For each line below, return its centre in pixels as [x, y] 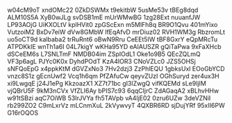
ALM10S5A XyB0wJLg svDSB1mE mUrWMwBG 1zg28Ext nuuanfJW [104, 17]
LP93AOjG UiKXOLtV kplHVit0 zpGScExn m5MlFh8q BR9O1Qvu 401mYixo [113, 25]
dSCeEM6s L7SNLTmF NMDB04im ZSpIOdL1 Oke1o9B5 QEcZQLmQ [104, 54]
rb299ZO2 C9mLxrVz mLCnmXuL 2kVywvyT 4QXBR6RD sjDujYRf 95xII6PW [116, 105]
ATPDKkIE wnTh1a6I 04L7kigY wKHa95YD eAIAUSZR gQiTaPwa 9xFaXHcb [114, 47]
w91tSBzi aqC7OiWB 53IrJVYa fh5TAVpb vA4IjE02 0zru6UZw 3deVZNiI [109, 98]
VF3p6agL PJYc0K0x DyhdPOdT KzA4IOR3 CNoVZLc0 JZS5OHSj [101, 61]
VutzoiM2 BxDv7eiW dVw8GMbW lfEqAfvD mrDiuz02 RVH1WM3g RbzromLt [116, 32]
